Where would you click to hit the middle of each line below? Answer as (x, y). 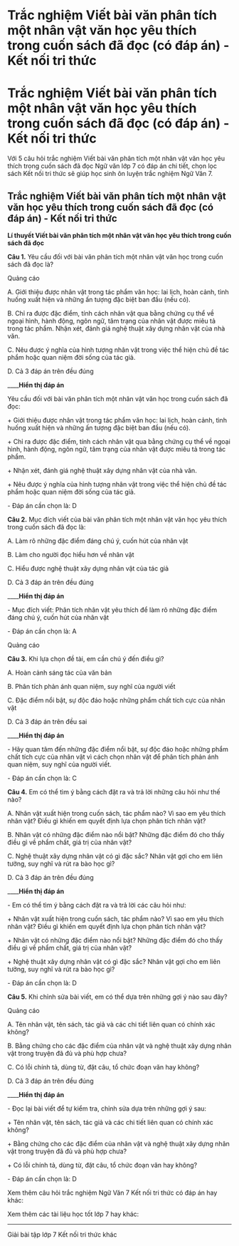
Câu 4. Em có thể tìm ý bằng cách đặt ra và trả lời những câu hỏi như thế (114, 791)
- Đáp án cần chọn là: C (42, 778)
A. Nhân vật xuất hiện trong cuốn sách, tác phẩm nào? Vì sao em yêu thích (117, 813)
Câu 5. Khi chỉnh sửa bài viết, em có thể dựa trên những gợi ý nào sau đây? (117, 997)
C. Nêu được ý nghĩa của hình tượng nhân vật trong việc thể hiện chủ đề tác (118, 350)
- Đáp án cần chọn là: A (42, 631)
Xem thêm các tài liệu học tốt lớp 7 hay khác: (73, 1214)
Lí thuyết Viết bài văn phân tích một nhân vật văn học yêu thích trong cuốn (119, 235)
